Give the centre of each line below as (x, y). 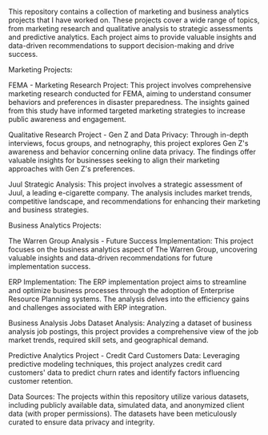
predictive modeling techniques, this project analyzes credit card (115, 364)
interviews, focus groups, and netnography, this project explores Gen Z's (128, 143)
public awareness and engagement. (67, 119)
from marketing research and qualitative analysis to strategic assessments (131, 28)
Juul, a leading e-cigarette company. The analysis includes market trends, (130, 193)
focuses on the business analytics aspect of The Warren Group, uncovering (133, 249)
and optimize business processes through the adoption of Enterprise (121, 290)
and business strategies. (49, 210)
